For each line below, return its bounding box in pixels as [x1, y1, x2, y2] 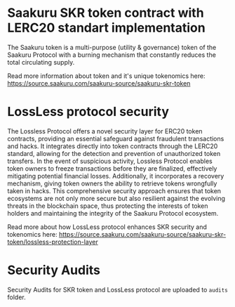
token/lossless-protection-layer [7, 237, 98, 246]
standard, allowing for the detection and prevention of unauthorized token [7, 149, 221, 157]
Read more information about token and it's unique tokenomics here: [7, 72, 206, 80]
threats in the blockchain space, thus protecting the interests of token [7, 202, 208, 210]
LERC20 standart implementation [7, 20, 206, 36]
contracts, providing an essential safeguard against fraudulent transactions [7, 134, 224, 143]
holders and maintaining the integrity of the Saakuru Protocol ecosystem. [7, 209, 219, 217]
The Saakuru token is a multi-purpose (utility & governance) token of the [7, 43, 217, 51]
